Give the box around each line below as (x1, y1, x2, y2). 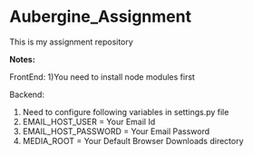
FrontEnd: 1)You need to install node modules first (9, 71, 195, 82)
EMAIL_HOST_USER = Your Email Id (22, 116, 156, 127)
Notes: (9, 53, 36, 64)
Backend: (9, 89, 45, 100)
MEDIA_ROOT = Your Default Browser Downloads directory (22, 135, 244, 146)
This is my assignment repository (9, 36, 133, 47)
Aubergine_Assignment (9, 6, 192, 27)
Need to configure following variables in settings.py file (22, 106, 229, 117)
